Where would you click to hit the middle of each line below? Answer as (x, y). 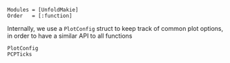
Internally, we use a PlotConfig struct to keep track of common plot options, (115, 28)
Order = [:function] (40, 16)
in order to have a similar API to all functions (70, 36)
